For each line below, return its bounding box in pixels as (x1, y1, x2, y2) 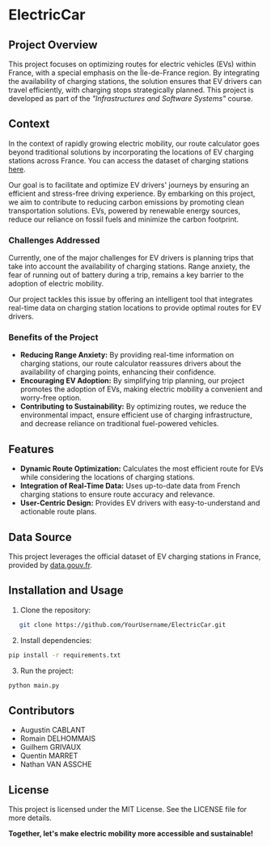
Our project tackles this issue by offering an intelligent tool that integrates (8, 294, 253, 304)
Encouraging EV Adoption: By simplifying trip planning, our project (19, 376, 245, 386)
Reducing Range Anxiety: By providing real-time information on (19, 350, 235, 360)
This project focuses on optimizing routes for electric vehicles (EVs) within (8, 59, 256, 69)
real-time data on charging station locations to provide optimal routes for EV (8, 303, 261, 313)
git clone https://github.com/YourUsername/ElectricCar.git (19, 620, 227, 628)
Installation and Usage (8, 584, 124, 598)
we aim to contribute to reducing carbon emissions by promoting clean (8, 197, 244, 207)
